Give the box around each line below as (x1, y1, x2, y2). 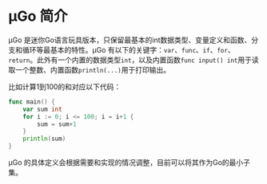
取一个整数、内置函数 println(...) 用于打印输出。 (8, 65, 170, 74)
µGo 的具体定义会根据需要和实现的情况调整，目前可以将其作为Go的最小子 (8, 158, 250, 167)
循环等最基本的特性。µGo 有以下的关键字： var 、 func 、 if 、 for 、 (22, 45, 235, 54)
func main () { (8, 97, 56, 106)
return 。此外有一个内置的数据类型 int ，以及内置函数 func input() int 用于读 (8, 55, 259, 65)
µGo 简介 (8, 7, 68, 25)
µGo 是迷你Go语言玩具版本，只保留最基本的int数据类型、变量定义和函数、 (8, 35, 252, 45)
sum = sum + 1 (37, 120, 78, 128)
